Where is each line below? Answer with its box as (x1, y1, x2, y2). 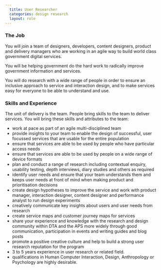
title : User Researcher (9, 7, 57, 12)
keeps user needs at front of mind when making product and (12, 176, 133, 182)
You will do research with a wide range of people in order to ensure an (5, 77, 145, 83)
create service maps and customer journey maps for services (12, 213, 135, 219)
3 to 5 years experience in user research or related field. (12, 249, 125, 254)
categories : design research (9, 12, 68, 16)
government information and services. (5, 68, 81, 74)
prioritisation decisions (12, 182, 58, 188)
